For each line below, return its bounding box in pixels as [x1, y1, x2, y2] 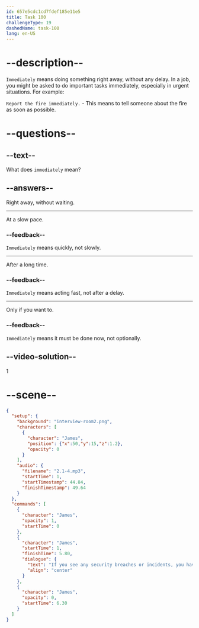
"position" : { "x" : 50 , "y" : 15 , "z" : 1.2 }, [27, 440, 123, 447]
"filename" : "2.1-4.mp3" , [21, 468, 86, 474]
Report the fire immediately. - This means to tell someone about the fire [6, 100, 188, 107]
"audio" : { [17, 463, 44, 469]
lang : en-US [6, 31, 36, 37]
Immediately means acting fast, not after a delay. [6, 289, 124, 297]
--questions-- [6, 127, 76, 140]
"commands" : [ [11, 501, 46, 507]
